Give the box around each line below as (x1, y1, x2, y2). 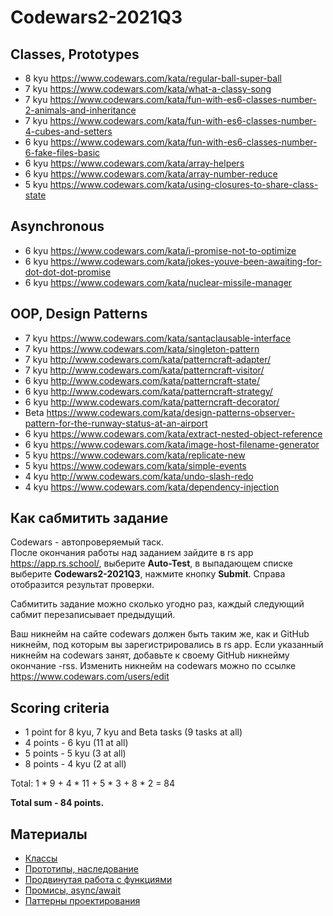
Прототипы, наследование (24, 863, 139, 875)
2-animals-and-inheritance (24, 104, 137, 116)
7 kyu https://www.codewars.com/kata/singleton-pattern (24, 342, 260, 355)
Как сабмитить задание (10, 510, 169, 527)
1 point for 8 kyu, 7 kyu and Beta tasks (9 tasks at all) (24, 726, 243, 738)
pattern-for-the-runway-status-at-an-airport (24, 417, 208, 429)
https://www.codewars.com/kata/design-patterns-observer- (46, 406, 296, 418)
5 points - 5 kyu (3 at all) (24, 747, 127, 760)
